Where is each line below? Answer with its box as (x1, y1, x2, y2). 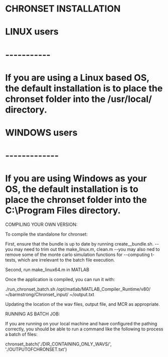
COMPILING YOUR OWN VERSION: (5, 221, 78, 227)
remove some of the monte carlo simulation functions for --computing (5, 252, 150, 258)
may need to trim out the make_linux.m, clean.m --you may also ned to (14, 247, 160, 253)
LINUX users (5, 26, 59, 38)
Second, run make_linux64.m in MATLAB (5, 267, 89, 273)
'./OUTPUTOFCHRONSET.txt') (5, 346, 67, 352)
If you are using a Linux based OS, (5, 72, 149, 83)
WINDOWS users (5, 127, 78, 138)
